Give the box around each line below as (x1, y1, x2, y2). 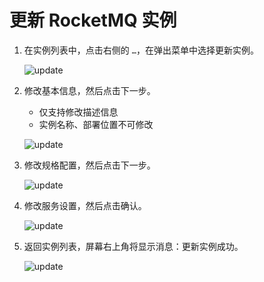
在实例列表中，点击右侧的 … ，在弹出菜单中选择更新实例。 (23, 44, 259, 56)
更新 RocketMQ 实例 (9, 9, 177, 32)
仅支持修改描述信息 (38, 106, 119, 118)
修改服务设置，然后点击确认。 (23, 199, 147, 211)
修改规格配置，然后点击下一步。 (23, 159, 156, 171)
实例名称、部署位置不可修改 (38, 118, 154, 130)
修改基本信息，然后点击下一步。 (23, 84, 156, 96)
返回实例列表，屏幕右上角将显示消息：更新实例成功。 (23, 240, 244, 252)
